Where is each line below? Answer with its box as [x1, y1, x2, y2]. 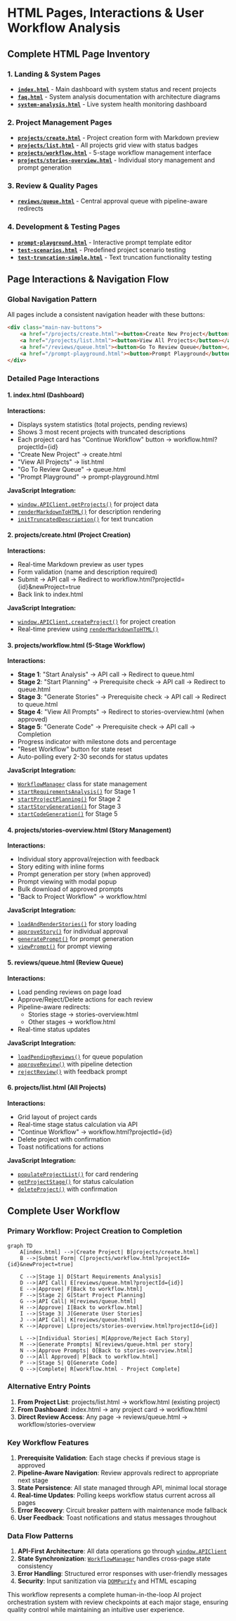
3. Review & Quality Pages [7, 181, 98, 191]
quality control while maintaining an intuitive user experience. [7, 1606, 185, 1614]
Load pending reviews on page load [17, 988, 122, 996]
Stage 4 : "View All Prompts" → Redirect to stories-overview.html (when [17, 707, 225, 716]
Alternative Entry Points [7, 1382, 91, 1392]
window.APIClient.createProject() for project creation [17, 617, 176, 626]
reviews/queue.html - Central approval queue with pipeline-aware [17, 197, 208, 206]
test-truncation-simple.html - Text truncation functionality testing [17, 253, 212, 261]
